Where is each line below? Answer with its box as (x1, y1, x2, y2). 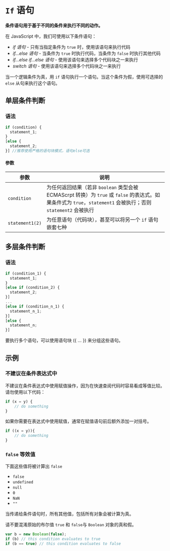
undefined (12, 480, 34, 485)
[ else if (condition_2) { (5, 285, 60, 290)
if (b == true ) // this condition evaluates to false (5, 541, 121, 546)
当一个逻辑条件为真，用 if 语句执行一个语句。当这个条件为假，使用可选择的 (5, 74, 163, 80)
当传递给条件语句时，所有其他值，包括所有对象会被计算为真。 (5, 511, 134, 517)
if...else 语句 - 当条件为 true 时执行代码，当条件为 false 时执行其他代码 (12, 50, 161, 56)
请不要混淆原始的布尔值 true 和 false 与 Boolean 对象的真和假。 (5, 522, 137, 528)
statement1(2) (8, 220, 42, 226)
